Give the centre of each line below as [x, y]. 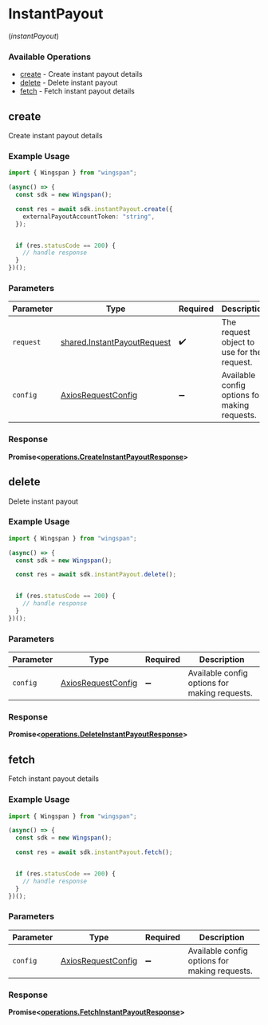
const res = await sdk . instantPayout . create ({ [94, 209]
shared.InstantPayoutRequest [116, 342]
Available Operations [50, 57]
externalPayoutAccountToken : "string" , [89, 217]
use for [235, 353]
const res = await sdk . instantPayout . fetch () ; [94, 852]
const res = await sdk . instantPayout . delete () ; [96, 575]
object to [238, 342]
